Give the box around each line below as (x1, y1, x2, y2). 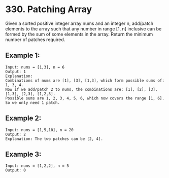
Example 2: (5, 114, 42, 123)
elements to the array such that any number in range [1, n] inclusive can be (5, 25, 162, 31)
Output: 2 (5, 132, 26, 137)
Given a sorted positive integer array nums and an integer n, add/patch (5, 20, 154, 26)
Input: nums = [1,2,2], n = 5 (5, 163, 70, 168)
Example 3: (5, 150, 42, 158)
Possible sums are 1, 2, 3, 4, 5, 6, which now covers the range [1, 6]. (5, 95, 165, 101)
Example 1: (5, 51, 40, 60)
